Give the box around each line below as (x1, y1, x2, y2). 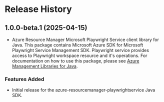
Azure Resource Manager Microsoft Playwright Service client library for (11, 36, 159, 42)
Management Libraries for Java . (11, 63, 78, 69)
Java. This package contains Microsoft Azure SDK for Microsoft (11, 42, 143, 48)
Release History (4, 3, 72, 15)
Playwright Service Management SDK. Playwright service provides (11, 47, 149, 53)
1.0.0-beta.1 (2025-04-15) (4, 23, 87, 32)
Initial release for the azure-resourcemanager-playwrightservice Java (11, 87, 155, 93)
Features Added (4, 75, 44, 82)
